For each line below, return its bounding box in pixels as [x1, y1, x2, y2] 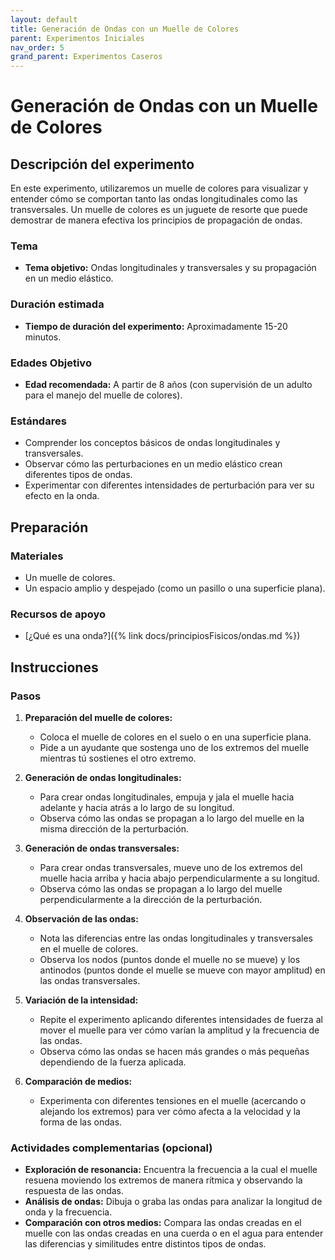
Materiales [10, 549, 64, 563]
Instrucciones [10, 659, 99, 676]
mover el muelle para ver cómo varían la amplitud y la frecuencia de [39, 1024, 320, 1036]
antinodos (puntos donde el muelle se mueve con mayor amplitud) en [39, 964, 326, 976]
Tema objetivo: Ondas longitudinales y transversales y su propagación [24, 262, 317, 274]
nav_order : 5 [10, 42, 65, 53]
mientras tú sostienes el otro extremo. [39, 752, 197, 764]
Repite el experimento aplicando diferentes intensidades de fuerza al [39, 1013, 323, 1025]
